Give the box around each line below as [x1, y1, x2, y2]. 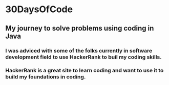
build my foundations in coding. [5, 73, 86, 80]
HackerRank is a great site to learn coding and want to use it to [5, 67, 164, 74]
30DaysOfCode [5, 4, 73, 15]
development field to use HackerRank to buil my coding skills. [5, 53, 162, 61]
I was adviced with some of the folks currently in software [5, 47, 153, 54]
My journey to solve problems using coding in [5, 24, 154, 33]
